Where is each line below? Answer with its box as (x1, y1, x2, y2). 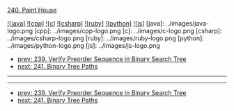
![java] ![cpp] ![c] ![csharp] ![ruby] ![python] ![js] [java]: (7, 19, 165, 27)
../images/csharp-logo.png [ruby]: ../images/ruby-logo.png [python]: (7, 34, 204, 42)
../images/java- (166, 19, 210, 27)
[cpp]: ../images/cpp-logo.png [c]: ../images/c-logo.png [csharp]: (34, 27, 222, 35)
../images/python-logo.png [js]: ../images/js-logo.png (7, 42, 160, 49)
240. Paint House (7, 6, 57, 14)
